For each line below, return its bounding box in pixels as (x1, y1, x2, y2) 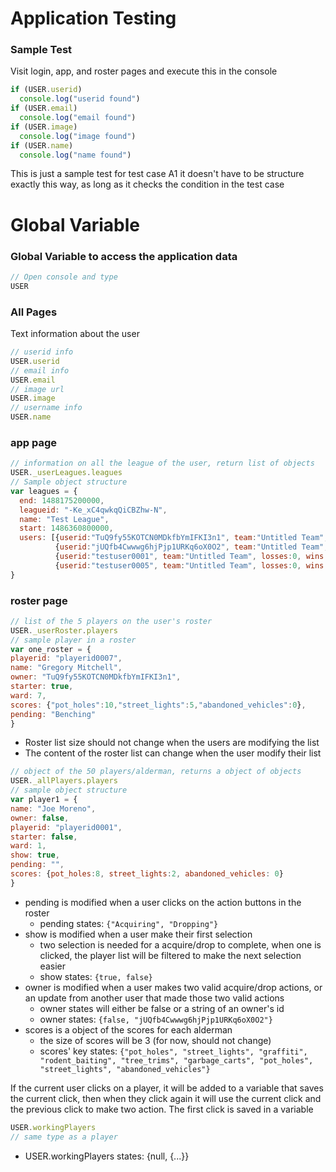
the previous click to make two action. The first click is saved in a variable (10, 1103, 314, 1115)
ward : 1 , (10, 841, 47, 851)
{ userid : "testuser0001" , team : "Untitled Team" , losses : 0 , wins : (54, 552, 329, 562)
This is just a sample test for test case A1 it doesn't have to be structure (10, 168, 305, 180)
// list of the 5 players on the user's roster (10, 616, 213, 626)
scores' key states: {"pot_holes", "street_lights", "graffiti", (39, 1045, 308, 1057)
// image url (10, 384, 65, 394)
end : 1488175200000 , (19, 495, 105, 506)
